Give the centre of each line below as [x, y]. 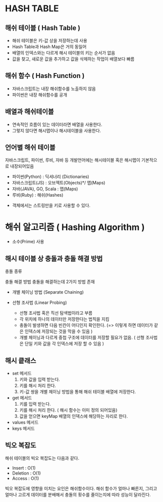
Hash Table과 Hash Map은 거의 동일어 [49, 47]
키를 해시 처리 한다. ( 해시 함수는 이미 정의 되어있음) [68, 410]
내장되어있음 [22, 166]
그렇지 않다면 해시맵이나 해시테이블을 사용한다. [57, 130]
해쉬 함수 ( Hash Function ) [45, 76]
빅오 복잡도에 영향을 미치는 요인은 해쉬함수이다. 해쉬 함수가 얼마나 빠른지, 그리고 [81, 488]
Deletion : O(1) [26, 473]
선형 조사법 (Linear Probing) [40, 302]
